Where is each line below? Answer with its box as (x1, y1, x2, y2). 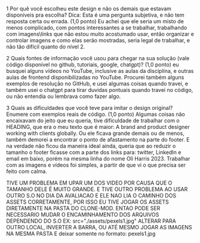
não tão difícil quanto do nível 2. (6, 43, 85, 50)
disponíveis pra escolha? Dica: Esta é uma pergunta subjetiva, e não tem (6, 11, 185, 19)
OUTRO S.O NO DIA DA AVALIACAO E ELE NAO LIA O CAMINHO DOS (6, 192, 177, 199)
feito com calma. (6, 168, 48, 175)
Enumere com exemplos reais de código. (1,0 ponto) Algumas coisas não (6, 110, 185, 118)
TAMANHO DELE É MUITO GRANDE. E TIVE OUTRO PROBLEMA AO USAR (6, 186, 188, 193)
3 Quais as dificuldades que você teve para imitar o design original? (6, 104, 173, 111)
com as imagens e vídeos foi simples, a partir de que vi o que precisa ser (6, 161, 186, 168)
